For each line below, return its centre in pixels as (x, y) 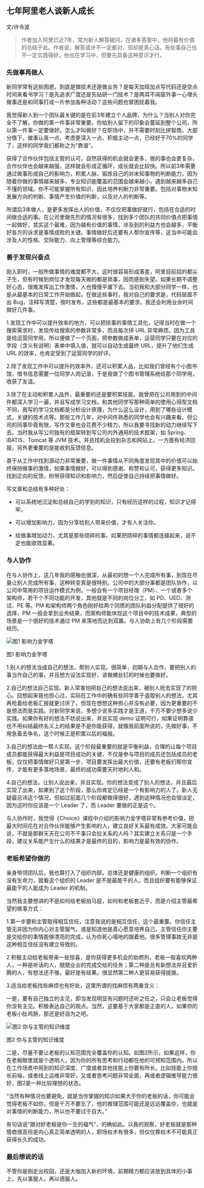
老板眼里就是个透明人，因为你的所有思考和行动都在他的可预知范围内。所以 (104, 1060)
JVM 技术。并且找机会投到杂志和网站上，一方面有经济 (122, 440)
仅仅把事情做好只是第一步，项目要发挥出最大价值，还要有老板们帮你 (102, 762)
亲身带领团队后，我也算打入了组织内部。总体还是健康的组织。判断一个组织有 (102, 873)
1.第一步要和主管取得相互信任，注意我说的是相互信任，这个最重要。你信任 (99, 921)
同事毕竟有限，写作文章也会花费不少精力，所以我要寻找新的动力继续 (102, 425)
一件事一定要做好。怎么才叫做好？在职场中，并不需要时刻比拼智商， (102, 131)
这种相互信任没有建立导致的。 (43, 944)
